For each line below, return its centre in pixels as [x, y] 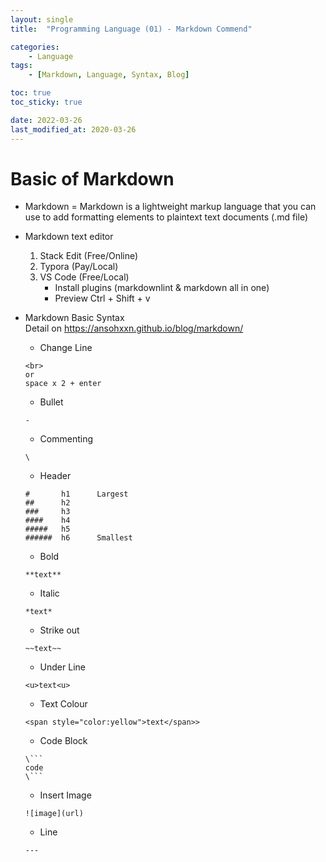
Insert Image [65, 795]
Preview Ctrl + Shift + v [102, 298]
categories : [35, 47]
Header [55, 476]
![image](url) [54, 814]
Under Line [62, 667]
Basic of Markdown [92, 178]
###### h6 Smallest [78, 538]
